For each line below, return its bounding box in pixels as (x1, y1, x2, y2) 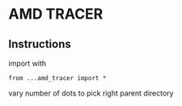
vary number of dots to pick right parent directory (8, 88, 174, 98)
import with (8, 58, 47, 68)
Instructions (8, 37, 71, 51)
